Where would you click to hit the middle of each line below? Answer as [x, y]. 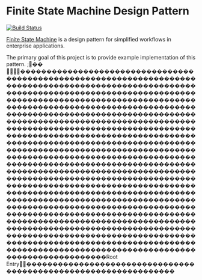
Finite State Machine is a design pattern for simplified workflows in [89, 39]
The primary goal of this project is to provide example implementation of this [101, 57]
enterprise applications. [35, 46]
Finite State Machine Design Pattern [98, 11]
